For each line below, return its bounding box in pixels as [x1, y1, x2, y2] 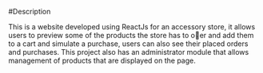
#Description [8, 7, 51, 16]
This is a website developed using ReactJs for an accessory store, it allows [8, 22, 256, 31]
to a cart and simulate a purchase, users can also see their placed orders [8, 39, 249, 48]
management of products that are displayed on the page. [8, 56, 196, 65]
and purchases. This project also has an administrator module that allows [8, 48, 249, 56]
